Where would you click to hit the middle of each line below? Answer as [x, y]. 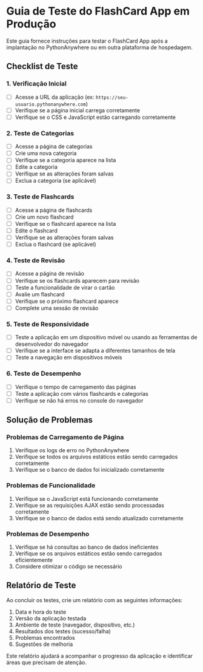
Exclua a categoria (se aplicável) [55, 181]
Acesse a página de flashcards [54, 210]
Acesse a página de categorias [54, 146]
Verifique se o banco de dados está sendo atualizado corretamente [99, 518]
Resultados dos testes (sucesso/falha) [63, 631]
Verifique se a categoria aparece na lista [65, 160]
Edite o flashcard [36, 230]
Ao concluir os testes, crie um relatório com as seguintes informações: [95, 600]
